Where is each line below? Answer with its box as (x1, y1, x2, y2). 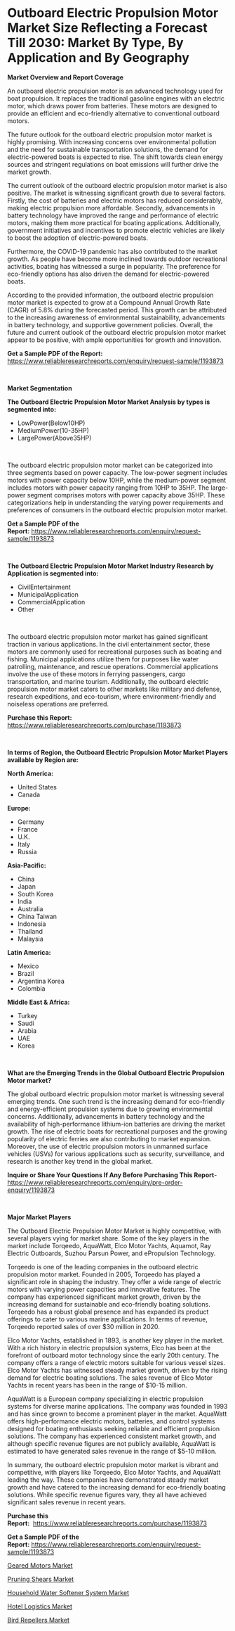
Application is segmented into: (7, 569, 99, 578)
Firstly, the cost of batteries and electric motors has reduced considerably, (7, 196, 223, 205)
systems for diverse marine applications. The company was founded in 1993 (7, 1402, 228, 1410)
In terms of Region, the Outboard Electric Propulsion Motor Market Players (7, 748, 229, 756)
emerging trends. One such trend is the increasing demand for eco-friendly (7, 1097, 225, 1105)
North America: (7, 769, 54, 778)
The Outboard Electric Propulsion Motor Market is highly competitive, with (7, 1226, 222, 1235)
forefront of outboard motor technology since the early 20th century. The (7, 1351, 220, 1359)
